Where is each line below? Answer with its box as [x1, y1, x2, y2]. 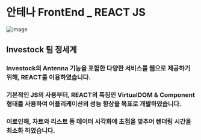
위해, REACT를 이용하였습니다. [6, 73, 91, 82]
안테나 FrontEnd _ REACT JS [6, 5, 146, 19]
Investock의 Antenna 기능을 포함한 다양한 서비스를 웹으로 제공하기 [6, 64, 191, 73]
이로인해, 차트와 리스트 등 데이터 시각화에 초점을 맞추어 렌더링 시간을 [6, 118, 191, 126]
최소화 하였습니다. [6, 127, 55, 135]
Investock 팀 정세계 [6, 44, 77, 55]
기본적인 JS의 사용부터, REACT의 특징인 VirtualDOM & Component [6, 91, 196, 99]
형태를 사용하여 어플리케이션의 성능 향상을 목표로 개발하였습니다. [6, 100, 182, 108]
